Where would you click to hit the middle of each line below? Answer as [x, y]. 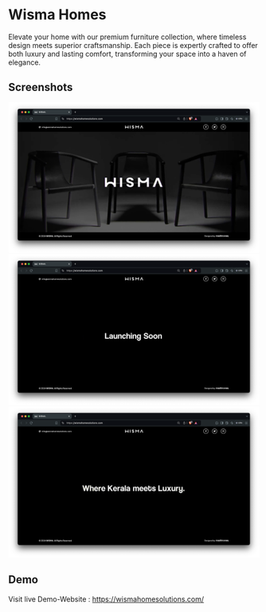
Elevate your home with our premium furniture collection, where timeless [127, 37]
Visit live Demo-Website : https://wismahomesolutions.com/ [106, 599]
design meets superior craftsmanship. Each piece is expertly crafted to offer [133, 45]
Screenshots [41, 87]
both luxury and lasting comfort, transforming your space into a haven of [127, 54]
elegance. [25, 62]
